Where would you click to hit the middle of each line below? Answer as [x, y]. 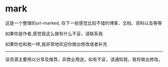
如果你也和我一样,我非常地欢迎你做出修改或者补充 [56, 44]
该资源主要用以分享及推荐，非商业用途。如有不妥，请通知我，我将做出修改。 [84, 59]
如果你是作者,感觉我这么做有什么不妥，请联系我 [54, 33]
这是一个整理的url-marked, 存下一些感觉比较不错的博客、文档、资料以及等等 [84, 23]
